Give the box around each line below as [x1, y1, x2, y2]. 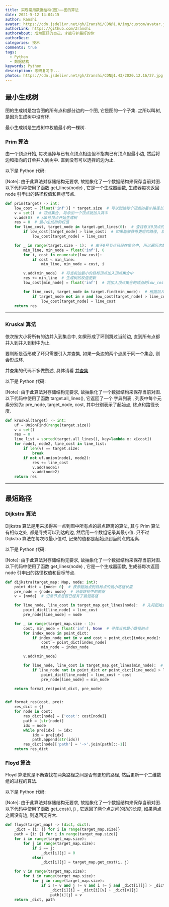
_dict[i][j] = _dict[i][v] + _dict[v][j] [50, 887, 138, 893]
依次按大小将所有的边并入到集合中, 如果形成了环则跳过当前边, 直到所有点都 [5, 333, 160, 339]
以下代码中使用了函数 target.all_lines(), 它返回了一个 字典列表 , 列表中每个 [5, 395, 157, 401]
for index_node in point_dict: [23, 631, 89, 636]
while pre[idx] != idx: [23, 727, 73, 733]
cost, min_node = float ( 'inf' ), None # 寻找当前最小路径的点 [23, 626, 149, 631]
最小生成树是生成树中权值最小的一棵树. [5, 124, 87, 130]
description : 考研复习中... [5, 69, 60, 74]
